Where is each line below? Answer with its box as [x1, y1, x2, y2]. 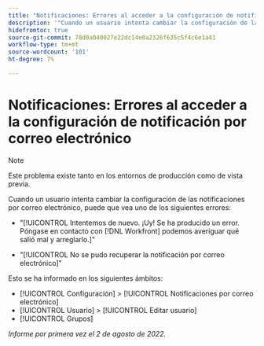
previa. [8, 179, 31, 189]
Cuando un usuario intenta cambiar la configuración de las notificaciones [8, 194, 245, 204]
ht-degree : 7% [8, 56, 55, 64]
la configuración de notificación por [8, 113, 247, 131]
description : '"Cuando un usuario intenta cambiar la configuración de [8, 19, 247, 27]
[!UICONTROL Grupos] [19, 314, 93, 323]
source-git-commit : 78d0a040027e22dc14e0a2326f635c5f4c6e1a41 [8, 33, 216, 42]
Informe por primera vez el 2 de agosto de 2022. [8, 329, 167, 338]
